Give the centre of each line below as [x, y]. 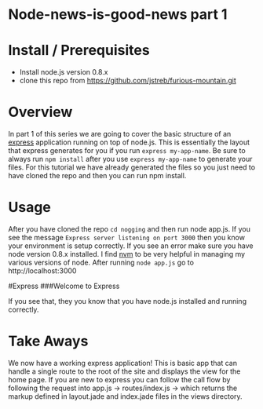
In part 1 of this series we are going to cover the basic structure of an [120, 134]
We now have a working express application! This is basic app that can [123, 363]
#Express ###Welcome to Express [64, 286]
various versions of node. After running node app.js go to [101, 262]
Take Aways [48, 341]
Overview [40, 112]
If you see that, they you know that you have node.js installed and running [128, 301]
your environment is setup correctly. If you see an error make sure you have [131, 246]
